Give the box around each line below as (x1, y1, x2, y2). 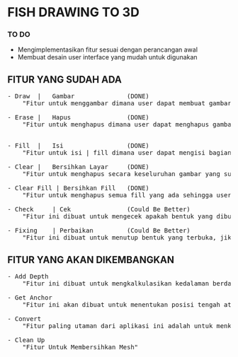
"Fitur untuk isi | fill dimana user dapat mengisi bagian (22, 149, 232, 157)
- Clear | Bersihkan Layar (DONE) (7, 163, 150, 171)
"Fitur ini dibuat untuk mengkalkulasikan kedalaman (22, 280, 210, 288)
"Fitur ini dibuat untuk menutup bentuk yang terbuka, (22, 234, 217, 242)
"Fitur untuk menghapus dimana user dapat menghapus (22, 121, 210, 129)
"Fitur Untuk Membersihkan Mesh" (22, 344, 139, 351)
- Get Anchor (7, 294, 53, 302)
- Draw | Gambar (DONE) (7, 93, 150, 100)
